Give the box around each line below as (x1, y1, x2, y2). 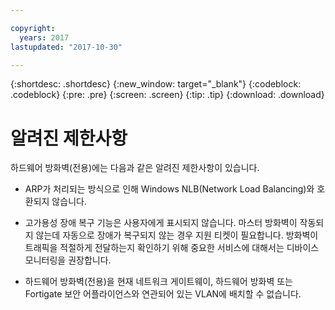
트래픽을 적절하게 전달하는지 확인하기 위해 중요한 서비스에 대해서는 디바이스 (24, 242, 320, 254)
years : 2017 (19, 32, 70, 43)
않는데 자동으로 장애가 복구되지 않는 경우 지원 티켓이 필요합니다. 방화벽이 (35, 229, 319, 241)
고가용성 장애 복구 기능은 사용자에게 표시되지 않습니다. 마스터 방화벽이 (24, 217, 298, 229)
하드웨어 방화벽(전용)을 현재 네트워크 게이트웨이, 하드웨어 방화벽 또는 (24, 276, 294, 288)
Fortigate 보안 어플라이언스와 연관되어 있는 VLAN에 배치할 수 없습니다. (24, 288, 302, 300)
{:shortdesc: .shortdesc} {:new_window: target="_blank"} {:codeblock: (10, 78, 302, 90)
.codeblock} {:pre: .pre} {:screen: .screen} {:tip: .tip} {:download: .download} (10, 89, 325, 101)
